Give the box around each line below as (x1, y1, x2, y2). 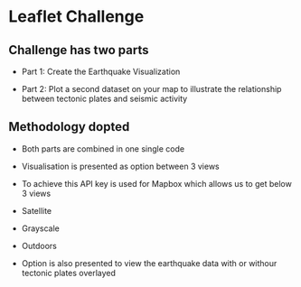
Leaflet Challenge (8, 6, 145, 27)
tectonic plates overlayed (21, 267, 117, 278)
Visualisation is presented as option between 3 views (21, 161, 220, 171)
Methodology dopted (8, 119, 130, 134)
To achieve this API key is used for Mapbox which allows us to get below (21, 178, 293, 189)
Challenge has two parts (8, 42, 149, 58)
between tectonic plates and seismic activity (21, 93, 188, 104)
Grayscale (21, 223, 60, 234)
